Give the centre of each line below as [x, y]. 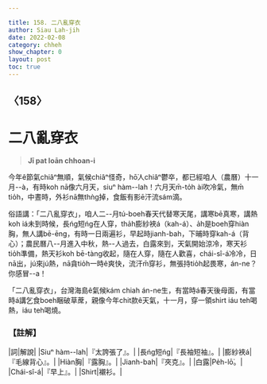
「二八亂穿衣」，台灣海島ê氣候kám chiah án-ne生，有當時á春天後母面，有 [128, 290]
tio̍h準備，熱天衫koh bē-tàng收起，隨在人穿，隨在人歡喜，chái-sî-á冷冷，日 [133, 254]
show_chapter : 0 [35, 52]
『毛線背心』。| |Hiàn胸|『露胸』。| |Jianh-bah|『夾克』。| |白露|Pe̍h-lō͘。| [126, 362]
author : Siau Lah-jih [44, 30]
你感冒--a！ [27, 273]
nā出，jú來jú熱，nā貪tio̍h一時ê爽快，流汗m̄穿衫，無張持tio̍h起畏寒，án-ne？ [133, 264]
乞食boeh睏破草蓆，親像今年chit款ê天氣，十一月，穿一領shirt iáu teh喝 [142, 301]
